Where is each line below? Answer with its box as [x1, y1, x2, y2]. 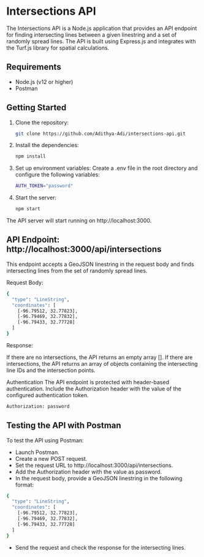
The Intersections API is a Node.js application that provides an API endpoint [6, 25, 197, 32]
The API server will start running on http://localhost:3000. [6, 217, 152, 224]
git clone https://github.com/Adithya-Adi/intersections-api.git [15, 131, 186, 137]
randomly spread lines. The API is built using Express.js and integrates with [6, 37, 196, 45]
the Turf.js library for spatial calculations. [6, 44, 110, 51]
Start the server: [15, 194, 57, 202]
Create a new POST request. [15, 455, 88, 462]
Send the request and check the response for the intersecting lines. [15, 544, 186, 551]
